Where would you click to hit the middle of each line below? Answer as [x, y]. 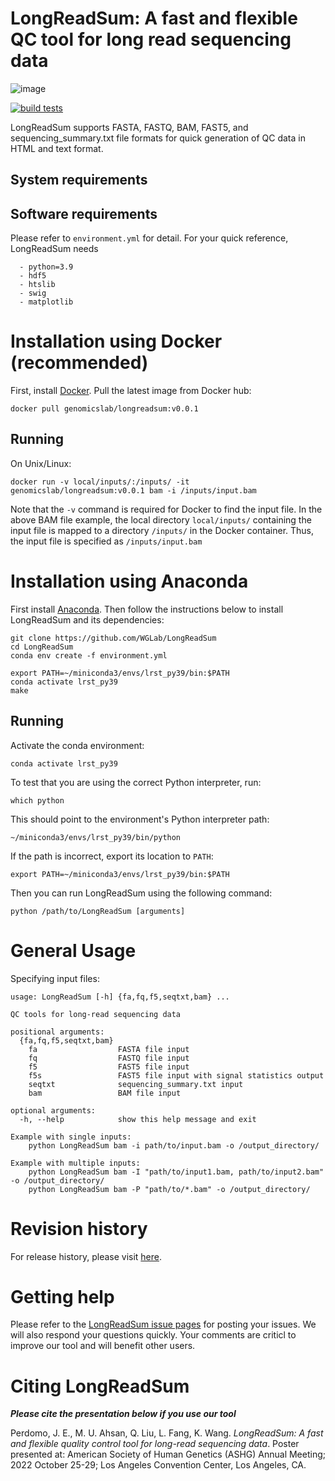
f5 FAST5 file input [109, 1067]
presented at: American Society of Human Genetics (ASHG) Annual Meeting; [168, 1454]
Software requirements [84, 213]
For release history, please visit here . [86, 1256]
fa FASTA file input [109, 1049]
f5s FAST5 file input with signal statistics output [176, 1075]
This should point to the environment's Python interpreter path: [140, 819]
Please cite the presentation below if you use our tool [123, 1414]
